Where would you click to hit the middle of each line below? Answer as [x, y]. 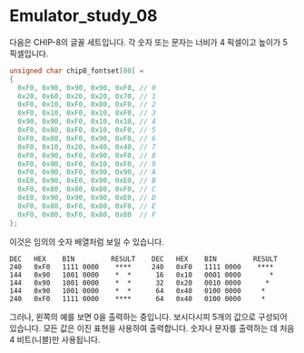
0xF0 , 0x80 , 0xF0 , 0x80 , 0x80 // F [87, 215]
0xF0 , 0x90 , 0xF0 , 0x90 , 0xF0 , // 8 [87, 156]
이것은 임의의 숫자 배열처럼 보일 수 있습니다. [87, 241]
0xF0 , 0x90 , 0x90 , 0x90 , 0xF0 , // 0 [87, 87]
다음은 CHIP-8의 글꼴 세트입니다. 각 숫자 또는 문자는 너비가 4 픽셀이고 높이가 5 [148, 42]
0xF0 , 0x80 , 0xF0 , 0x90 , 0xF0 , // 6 [87, 138]
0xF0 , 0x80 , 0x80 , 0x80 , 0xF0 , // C [87, 189]
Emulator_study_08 [83, 16]
